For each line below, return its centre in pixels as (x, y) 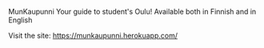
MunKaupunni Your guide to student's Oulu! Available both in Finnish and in (132, 12)
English (20, 20)
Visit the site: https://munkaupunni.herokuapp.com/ (93, 36)
